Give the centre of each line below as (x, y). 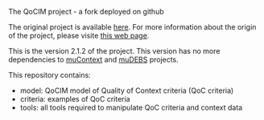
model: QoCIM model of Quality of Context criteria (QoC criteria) (127, 90)
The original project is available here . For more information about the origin (132, 27)
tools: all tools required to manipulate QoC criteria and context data (131, 108)
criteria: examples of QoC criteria (75, 99)
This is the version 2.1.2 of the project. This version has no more (114, 51)
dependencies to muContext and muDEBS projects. (93, 60)
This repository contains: (49, 75)
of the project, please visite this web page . (79, 36)
